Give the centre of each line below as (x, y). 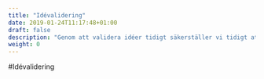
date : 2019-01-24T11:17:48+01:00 (63, 23)
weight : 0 (24, 45)
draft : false (29, 30)
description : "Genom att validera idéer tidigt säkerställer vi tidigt (128, 37)
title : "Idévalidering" (47, 15)
